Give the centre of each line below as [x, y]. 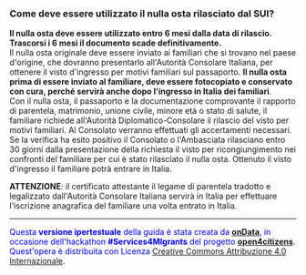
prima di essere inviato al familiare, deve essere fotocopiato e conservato [151, 82]
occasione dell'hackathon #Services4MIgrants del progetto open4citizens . [153, 242]
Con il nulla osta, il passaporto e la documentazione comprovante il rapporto [153, 101]
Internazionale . [37, 261]
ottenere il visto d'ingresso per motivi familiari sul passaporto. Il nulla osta [148, 72]
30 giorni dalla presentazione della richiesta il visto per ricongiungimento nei [153, 149]
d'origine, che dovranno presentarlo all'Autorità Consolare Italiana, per [141, 63]
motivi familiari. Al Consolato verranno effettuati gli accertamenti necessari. [151, 130]
